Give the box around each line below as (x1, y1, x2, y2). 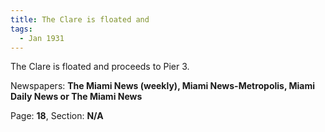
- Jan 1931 (19, 33, 65, 43)
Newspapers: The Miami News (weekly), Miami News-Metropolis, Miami (10, 80, 316, 92)
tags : (10, 24, 33, 34)
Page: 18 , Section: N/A (10, 110, 104, 122)
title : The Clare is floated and (10, 14, 150, 25)
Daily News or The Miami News (10, 91, 143, 103)
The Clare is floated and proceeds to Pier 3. (10, 61, 190, 73)
